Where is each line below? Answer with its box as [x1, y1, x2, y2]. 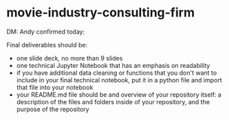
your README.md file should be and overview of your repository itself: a [16, 91, 221, 99]
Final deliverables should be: [6, 40, 87, 49]
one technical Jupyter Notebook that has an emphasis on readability [16, 61, 210, 69]
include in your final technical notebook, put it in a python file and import [16, 75, 222, 84]
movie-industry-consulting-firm [6, 5, 195, 21]
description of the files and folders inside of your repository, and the [16, 97, 210, 106]
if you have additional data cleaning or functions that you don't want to [16, 69, 217, 77]
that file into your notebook [16, 83, 94, 91]
